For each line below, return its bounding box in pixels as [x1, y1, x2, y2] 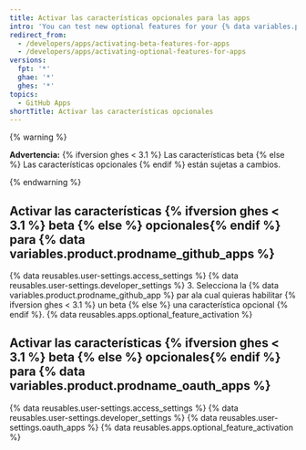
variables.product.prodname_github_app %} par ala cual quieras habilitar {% [9, 289, 296, 301]
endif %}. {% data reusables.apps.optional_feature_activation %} [9, 309, 253, 320]
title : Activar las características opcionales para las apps [9, 13, 250, 23]
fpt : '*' [17, 65, 51, 74]
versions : [9, 56, 47, 65]
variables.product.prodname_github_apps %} [9, 246, 275, 261]
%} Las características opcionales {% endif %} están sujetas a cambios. [9, 159, 280, 170]
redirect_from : [9, 30, 67, 39]
